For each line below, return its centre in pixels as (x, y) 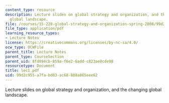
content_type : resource (30, 10)
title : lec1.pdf (22, 71)
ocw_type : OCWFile (24, 47)
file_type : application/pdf (35, 29)
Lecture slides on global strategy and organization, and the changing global (83, 89)
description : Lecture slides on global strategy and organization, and (82, 15)
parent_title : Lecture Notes (36, 52)
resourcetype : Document (30, 66)
